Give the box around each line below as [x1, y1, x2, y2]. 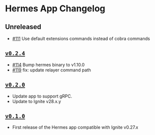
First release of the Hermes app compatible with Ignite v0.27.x [12, 124, 139, 131]
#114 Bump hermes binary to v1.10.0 [12, 62, 85, 67]
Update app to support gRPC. [12, 93, 72, 99]
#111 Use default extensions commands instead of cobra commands [12, 35, 150, 41]
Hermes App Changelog [5, 3, 106, 14]
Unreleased [5, 23, 42, 31]
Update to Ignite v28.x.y [12, 98, 62, 104]
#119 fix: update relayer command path [12, 67, 91, 73]
